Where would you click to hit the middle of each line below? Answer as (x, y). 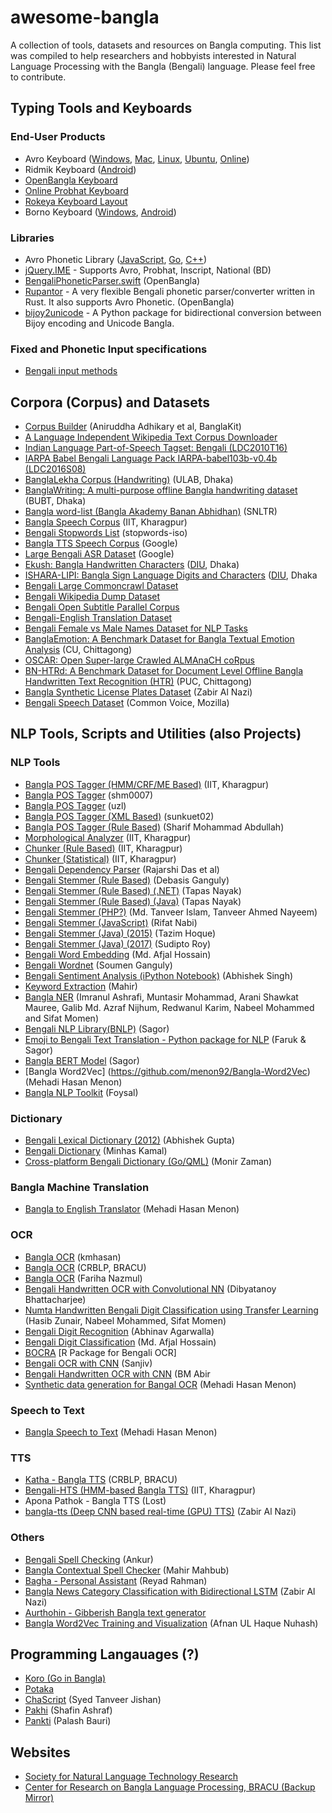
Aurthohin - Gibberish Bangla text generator (115, 1612)
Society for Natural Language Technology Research (131, 1777)
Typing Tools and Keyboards (101, 108)
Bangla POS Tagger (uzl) (75, 805)
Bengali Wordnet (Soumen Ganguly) (98, 965)
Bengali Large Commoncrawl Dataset (101, 586)
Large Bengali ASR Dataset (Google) (99, 554)
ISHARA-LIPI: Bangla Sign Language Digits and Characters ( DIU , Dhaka (171, 575)
